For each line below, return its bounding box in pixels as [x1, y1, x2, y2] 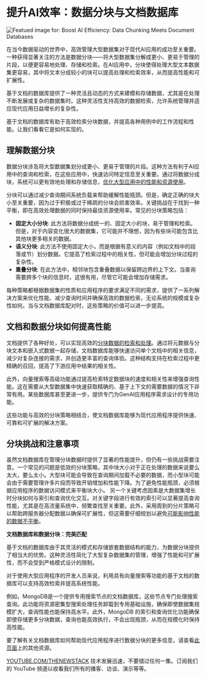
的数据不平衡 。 [6, 518, 44, 525]
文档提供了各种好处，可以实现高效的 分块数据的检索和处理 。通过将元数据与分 [6, 339, 200, 346]
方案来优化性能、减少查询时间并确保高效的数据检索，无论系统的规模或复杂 [11, 294, 200, 301]
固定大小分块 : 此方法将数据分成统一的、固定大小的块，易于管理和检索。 [15, 219, 196, 227]
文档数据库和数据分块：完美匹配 [6, 530, 87, 538]
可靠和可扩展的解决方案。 [6, 419, 71, 426]
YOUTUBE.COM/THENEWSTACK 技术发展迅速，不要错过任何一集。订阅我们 [6, 657, 198, 664]
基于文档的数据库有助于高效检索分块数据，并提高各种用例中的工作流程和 [6, 117, 189, 125]
